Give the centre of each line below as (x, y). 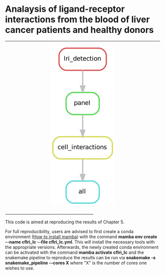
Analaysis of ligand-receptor (65, 9)
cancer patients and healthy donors (79, 30)
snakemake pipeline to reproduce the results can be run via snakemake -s (80, 257)
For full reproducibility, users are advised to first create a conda (69, 231)
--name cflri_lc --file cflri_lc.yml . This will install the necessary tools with (80, 242)
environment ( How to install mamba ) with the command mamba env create (81, 237)
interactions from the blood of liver (77, 19)
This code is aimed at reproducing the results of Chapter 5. (65, 222)
